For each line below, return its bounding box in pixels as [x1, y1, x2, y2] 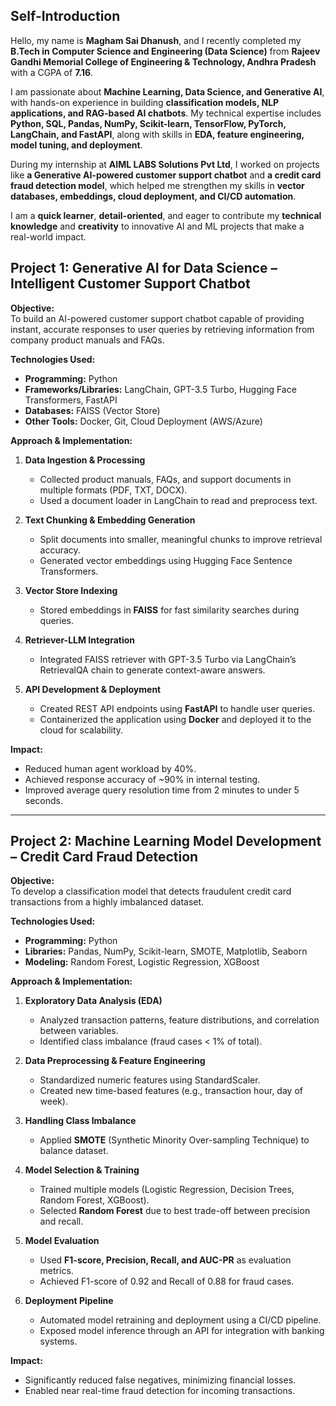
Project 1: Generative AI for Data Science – [10, 260, 278, 277]
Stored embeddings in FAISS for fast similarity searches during [39, 604, 300, 616]
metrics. [39, 1265, 74, 1277]
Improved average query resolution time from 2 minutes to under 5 [24, 784, 300, 796]
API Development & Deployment [24, 683, 162, 695]
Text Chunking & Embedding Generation [24, 514, 196, 526]
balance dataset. [39, 1145, 109, 1157]
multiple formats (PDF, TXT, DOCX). [39, 484, 188, 496]
